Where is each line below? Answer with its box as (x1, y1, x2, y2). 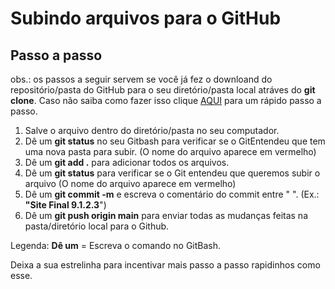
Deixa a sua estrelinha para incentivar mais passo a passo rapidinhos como (10, 259, 321, 271)
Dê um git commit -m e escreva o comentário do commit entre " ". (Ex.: (24, 188, 320, 200)
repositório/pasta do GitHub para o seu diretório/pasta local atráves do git (10, 84, 316, 96)
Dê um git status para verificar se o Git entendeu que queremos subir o (24, 167, 321, 179)
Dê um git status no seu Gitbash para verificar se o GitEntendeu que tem (24, 135, 326, 147)
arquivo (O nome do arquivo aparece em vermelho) (24, 178, 237, 189)
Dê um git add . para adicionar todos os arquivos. (24, 157, 230, 168)
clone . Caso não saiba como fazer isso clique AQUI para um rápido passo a (10, 95, 322, 106)
